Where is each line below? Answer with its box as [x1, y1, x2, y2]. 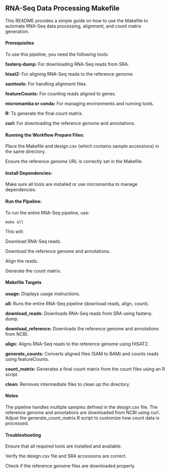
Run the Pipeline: [5, 198, 42, 205]
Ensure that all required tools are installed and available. [5, 443, 122, 449]
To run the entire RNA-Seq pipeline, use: [5, 209, 90, 215]
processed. [5, 420, 29, 426]
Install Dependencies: [5, 170, 52, 176]
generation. [5, 28, 29, 35]
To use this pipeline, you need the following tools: [5, 51, 109, 57]
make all [5, 219, 24, 225]
